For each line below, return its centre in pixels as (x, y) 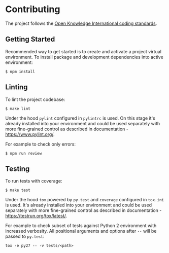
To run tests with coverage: (34, 181)
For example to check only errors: (41, 144)
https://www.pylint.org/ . (30, 134)
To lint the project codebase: (35, 99)
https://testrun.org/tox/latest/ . (36, 216)
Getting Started (30, 39)
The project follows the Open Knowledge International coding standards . (81, 23)
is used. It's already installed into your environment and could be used (79, 205)
